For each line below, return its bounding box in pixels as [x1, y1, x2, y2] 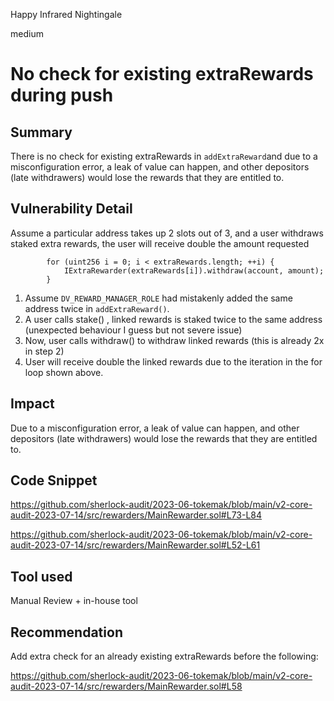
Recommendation [10, 624, 123, 641]
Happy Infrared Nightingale [10, 9, 123, 20]
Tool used [10, 568, 73, 585]
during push [10, 84, 114, 107]
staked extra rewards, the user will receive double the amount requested [10, 237, 310, 249]
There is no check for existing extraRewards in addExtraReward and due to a [10, 150, 318, 162]
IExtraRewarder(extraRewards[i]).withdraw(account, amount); [63, 265, 325, 276]
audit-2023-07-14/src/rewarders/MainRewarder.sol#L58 [10, 680, 243, 693]
